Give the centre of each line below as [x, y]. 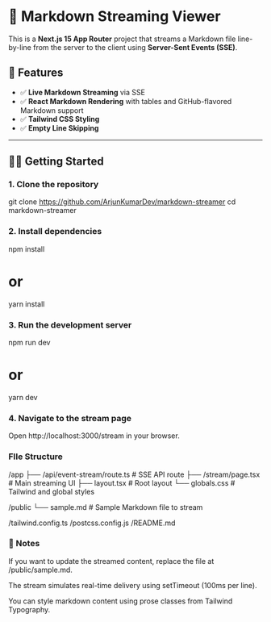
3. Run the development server [70, 324]
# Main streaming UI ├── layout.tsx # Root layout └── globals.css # [122, 482]
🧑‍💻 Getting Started [56, 162]
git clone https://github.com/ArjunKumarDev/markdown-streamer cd [122, 202]
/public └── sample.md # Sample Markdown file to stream [106, 507]
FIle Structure [35, 457]
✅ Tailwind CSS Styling [60, 119]
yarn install [27, 304]
